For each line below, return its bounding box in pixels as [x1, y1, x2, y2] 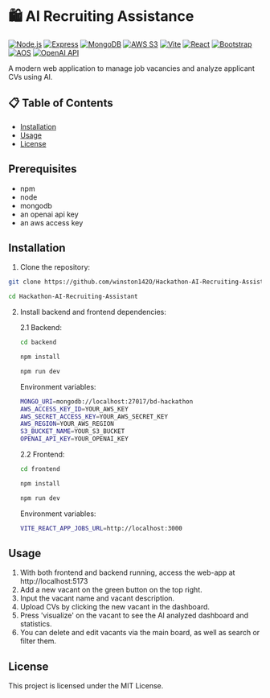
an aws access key [19, 217, 84, 227]
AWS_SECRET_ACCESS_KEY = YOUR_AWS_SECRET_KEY [19, 412, 169, 420]
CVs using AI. [8, 72, 53, 81]
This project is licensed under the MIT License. [8, 681, 164, 691]
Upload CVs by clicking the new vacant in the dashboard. [19, 602, 211, 612]
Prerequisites [8, 163, 77, 176]
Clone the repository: [19, 262, 91, 272]
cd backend [19, 338, 57, 347]
